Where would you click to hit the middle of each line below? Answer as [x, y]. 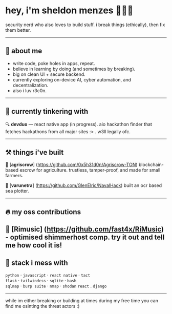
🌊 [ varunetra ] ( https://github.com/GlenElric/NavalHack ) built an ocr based [84, 185]
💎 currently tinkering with [47, 111]
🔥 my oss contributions [43, 212]
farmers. [14, 176]
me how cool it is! [34, 245]
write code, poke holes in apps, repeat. [54, 63]
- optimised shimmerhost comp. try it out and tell [85, 237]
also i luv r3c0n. [30, 90]
